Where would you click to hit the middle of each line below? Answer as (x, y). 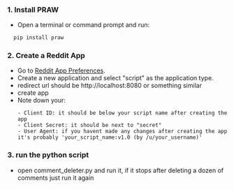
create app (33, 93)
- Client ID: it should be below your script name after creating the (122, 113)
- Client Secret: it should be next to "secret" (89, 126)
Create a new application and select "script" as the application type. (116, 78)
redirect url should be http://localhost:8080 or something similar (110, 86)
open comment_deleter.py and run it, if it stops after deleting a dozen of (120, 170)
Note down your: (42, 100)
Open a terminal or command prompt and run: (83, 25)
